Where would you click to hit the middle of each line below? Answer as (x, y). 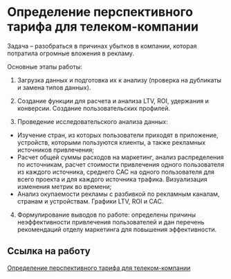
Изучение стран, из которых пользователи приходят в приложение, (118, 135)
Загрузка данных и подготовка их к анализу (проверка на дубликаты (119, 80)
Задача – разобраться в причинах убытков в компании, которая (102, 46)
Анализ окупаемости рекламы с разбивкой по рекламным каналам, (118, 194)
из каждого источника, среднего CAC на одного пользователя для (115, 172)
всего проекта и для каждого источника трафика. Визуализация (112, 179)
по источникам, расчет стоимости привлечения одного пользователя (121, 164)
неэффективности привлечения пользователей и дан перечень (111, 222)
